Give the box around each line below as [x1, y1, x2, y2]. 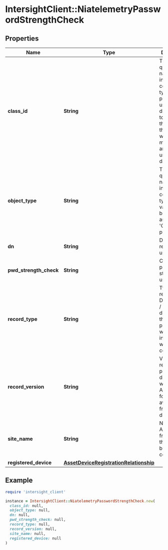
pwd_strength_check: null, [9, 517, 66, 522]
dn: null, [9, 512, 30, 517]
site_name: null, [9, 531, 46, 536]
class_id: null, [9, 503, 43, 508]
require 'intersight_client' [5, 489, 66, 494]
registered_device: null [9, 535, 61, 541]
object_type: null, [9, 508, 50, 513]
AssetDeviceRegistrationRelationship [63, 459, 155, 466]
